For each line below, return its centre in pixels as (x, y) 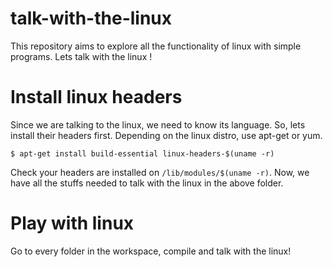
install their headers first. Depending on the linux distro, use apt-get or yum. (166, 135)
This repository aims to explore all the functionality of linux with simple (156, 46)
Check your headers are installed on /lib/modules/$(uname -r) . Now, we (160, 172)
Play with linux (72, 223)
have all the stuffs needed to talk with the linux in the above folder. (147, 183)
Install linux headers (96, 97)
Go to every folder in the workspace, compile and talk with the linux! (151, 251)
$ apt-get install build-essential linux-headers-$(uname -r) (142, 153)
